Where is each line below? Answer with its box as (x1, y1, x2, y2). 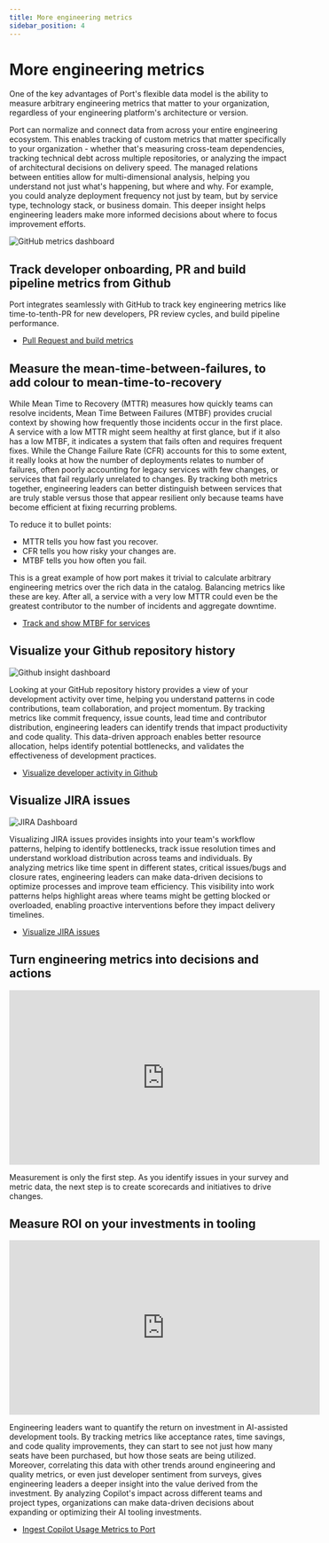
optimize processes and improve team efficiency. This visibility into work (9, 881, 275, 891)
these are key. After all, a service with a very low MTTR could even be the (9, 591, 278, 602)
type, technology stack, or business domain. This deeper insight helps (9, 200, 266, 211)
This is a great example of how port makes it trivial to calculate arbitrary (9, 573, 272, 584)
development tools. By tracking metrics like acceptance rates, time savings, (9, 1431, 286, 1442)
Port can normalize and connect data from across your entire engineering (9, 125, 278, 136)
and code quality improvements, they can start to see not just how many (9, 1441, 273, 1452)
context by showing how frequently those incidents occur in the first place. (9, 418, 284, 428)
